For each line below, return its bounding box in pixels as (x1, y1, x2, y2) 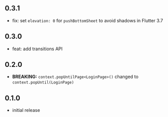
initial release (12, 107, 40, 113)
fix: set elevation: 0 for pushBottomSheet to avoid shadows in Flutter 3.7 (12, 17, 163, 23)
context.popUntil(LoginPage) (12, 80, 74, 85)
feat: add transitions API (12, 46, 63, 52)
